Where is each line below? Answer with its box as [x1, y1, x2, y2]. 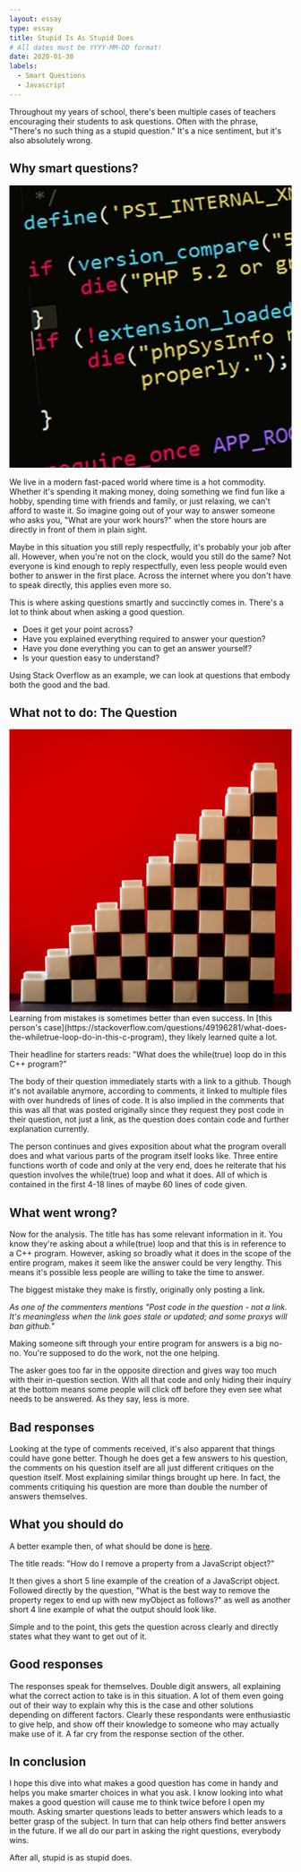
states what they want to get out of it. [9, 1631, 148, 1642]
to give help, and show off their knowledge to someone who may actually [9, 1719, 279, 1730]
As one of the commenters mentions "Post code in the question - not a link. [9, 1302, 288, 1313]
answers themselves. [9, 1491, 88, 1501]
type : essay [9, 23, 54, 33]
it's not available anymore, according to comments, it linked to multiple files [9, 1085, 288, 1097]
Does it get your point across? [21, 624, 133, 634]
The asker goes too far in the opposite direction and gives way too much [9, 1365, 278, 1376]
